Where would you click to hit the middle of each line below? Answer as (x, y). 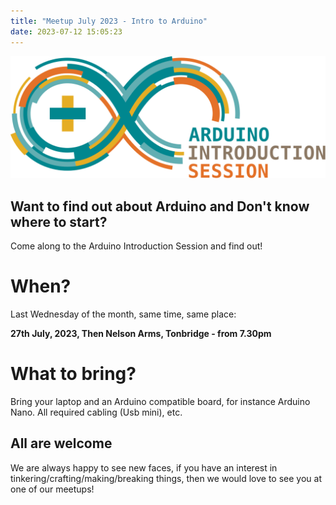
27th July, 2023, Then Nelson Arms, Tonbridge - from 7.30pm (141, 334)
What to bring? (73, 374)
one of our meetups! (52, 489)
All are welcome (61, 443)
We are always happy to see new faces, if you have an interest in (144, 467)
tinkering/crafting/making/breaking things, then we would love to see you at (166, 478)
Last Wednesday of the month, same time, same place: (123, 314)
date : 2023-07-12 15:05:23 (66, 31)
